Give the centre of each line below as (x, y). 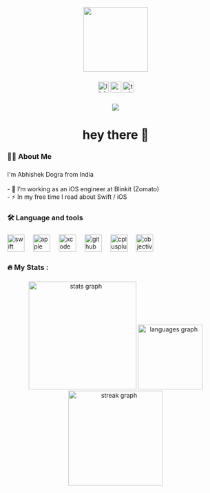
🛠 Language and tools (45, 217)
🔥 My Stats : (28, 267)
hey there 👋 (116, 135)
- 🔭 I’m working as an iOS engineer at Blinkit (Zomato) (83, 188)
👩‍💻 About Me (29, 156)
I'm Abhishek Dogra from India (51, 174)
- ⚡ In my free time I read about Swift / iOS (67, 197)
